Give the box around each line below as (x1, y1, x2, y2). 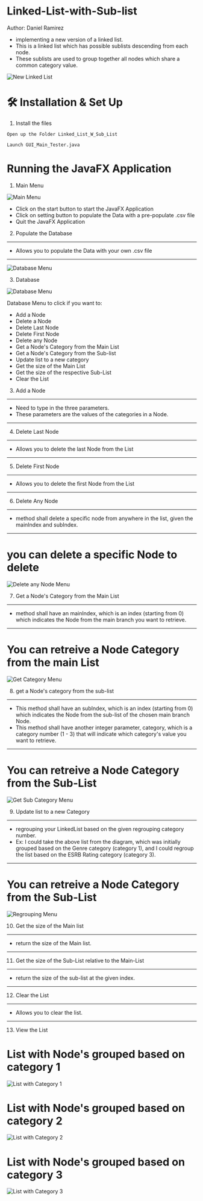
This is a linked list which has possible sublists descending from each (15, 42, 189, 49)
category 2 (7, 1114, 63, 1127)
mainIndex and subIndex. (15, 521, 78, 528)
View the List (15, 1026, 48, 1033)
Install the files (15, 119, 52, 127)
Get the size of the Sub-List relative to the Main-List (15, 957, 144, 964)
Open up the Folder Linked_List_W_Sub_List (7, 131, 118, 137)
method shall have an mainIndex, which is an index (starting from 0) (15, 609, 184, 616)
